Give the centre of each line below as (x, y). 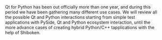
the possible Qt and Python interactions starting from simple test (70, 17)
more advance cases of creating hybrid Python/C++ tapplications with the (80, 27)
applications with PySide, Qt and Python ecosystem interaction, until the (78, 22)
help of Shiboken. (23, 33)
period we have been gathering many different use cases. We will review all (81, 12)
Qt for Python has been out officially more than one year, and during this (78, 7)
